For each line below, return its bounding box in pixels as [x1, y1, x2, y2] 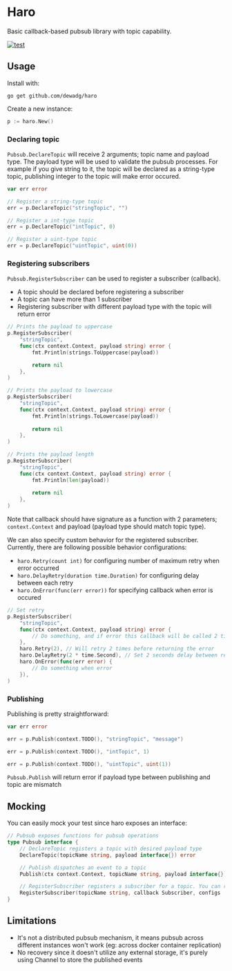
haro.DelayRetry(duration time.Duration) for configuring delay [17, 571, 200, 580]
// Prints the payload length [7, 451, 95, 458]
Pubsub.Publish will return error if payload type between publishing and [7, 773, 211, 781]
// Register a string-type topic [7, 198, 104, 205]
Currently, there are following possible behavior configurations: [7, 543, 187, 551]
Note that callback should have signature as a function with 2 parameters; [7, 515, 217, 524]
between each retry [17, 579, 74, 587]
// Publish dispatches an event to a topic [19, 864, 147, 871]
